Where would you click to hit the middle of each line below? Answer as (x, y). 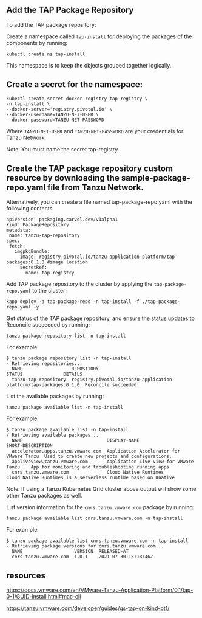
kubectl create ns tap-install (46, 54)
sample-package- (156, 178)
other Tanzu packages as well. (45, 496)
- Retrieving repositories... (45, 364)
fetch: (17, 246)
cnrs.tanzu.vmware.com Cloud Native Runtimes (88, 473)
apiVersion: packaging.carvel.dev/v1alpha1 (62, 220)
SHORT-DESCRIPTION (29, 446)
